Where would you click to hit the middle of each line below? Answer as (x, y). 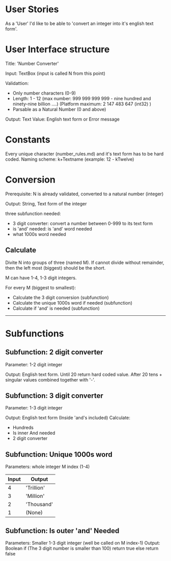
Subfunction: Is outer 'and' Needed (62, 531)
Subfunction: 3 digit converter (54, 395)
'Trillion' (35, 488)
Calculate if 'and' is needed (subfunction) (56, 308)
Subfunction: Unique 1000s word (59, 454)
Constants (28, 140)
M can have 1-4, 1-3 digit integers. (41, 278)
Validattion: (17, 83)
